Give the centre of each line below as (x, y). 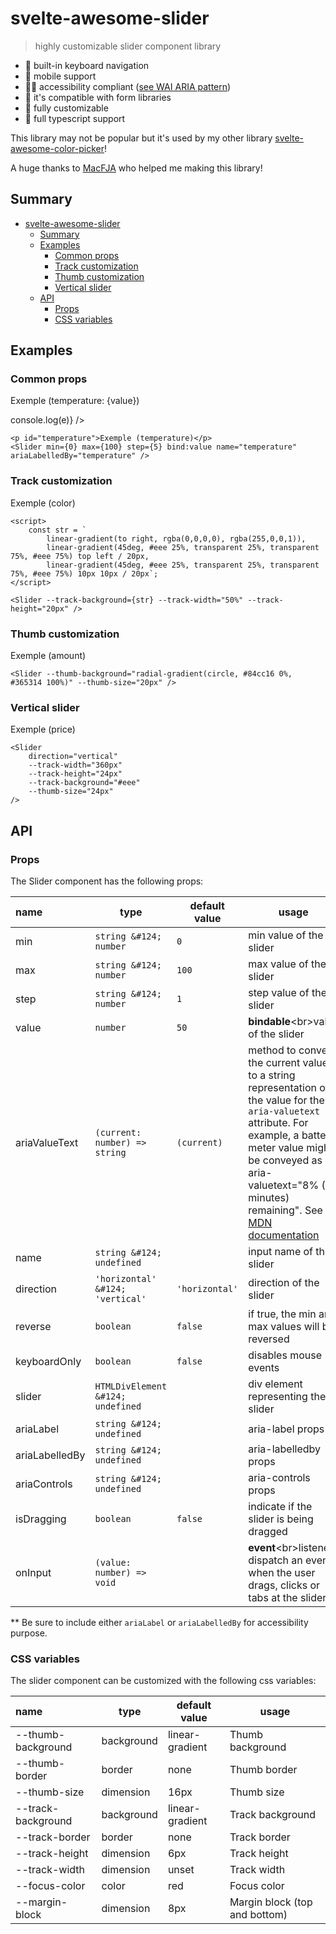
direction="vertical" (73, 757)
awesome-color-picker (57, 148)
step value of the (287, 993)
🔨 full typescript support (75, 118)
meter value (276, 1148)
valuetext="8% (284, 1185)
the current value (288, 1063)
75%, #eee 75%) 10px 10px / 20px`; (84, 573)
